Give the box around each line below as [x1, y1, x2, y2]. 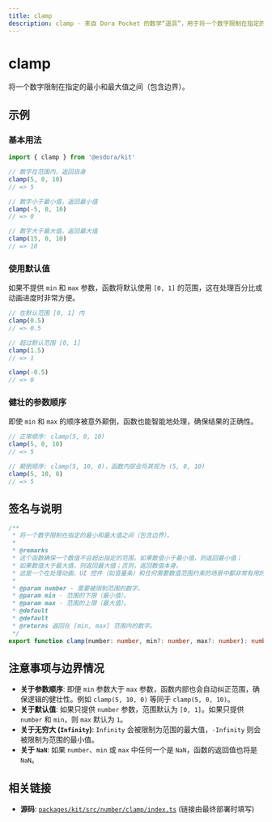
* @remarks [11, 547, 49, 555]
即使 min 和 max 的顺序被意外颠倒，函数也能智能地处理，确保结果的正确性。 [8, 416, 258, 426]
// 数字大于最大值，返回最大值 [8, 228, 99, 236]
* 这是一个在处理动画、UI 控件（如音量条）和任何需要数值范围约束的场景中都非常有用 [11, 569, 259, 577]
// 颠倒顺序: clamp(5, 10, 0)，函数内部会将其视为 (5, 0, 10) [8, 462, 206, 471]
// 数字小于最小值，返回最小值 [8, 198, 99, 206]
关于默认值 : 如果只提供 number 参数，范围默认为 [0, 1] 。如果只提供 [19, 705, 244, 714]
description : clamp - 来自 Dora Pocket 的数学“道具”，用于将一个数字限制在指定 [8, 19, 260, 28]
